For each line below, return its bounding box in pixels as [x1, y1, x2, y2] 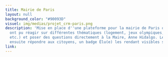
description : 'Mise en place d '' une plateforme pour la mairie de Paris [5, 26, 160, 31]
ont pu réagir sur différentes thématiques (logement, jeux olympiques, [9, 30, 164, 35]
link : [5, 44, 16, 49]
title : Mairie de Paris [5, 7, 55, 12]
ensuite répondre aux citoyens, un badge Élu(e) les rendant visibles [9, 40, 160, 45]
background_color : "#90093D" [5, 16, 66, 21]
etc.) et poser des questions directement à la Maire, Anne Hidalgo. [9, 35, 157, 40]
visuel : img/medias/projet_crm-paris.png [5, 21, 93, 26]
